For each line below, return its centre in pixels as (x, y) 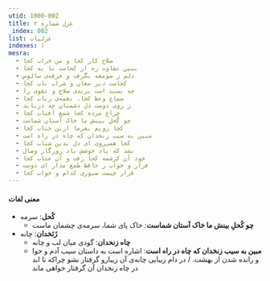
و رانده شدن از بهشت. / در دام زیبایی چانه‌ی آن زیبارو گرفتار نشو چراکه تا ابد (145, 259)
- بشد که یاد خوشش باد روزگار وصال (75, 151)
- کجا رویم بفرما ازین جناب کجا (70, 128)
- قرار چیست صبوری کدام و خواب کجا (75, 173)
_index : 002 (28, 31)
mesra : (19, 53)
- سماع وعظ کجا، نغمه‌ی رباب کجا (70, 98)
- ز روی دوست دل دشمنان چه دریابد (73, 105)
